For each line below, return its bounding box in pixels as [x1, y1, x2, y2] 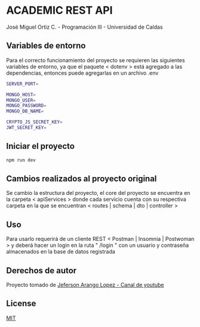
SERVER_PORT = [6, 81, 39, 87]
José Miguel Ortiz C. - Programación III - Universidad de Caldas [6, 23, 163, 30]
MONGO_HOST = [6, 91, 36, 97]
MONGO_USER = [6, 97, 36, 103]
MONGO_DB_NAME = [6, 108, 44, 114]
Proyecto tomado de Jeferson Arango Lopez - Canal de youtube [6, 282, 164, 288]
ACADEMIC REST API [6, 4, 113, 17]
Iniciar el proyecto [6, 141, 75, 151]
